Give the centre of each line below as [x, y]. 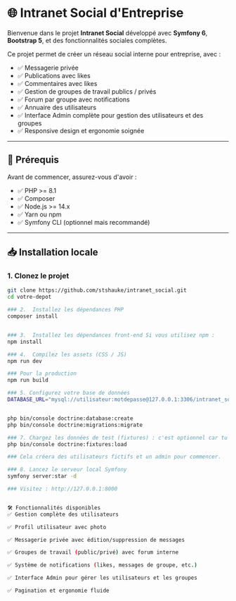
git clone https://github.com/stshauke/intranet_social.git [97, 290]
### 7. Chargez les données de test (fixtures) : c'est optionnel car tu [118, 438]
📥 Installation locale [53, 253]
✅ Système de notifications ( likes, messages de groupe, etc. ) [103, 565]
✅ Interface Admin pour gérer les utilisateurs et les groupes [103, 578]
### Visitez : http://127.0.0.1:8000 [63, 489]
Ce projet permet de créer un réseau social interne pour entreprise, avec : [114, 54]
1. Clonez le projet [38, 276]
